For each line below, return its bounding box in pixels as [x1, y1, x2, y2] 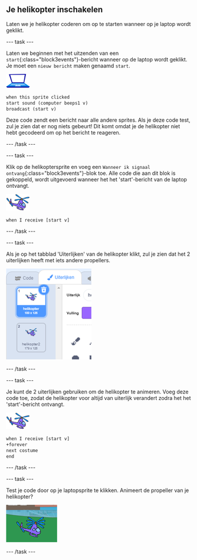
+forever [6, 441, 28, 448]
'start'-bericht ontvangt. [6, 401, 65, 408]
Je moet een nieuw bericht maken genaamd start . [6, 62, 131, 69]
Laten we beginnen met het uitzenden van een [6, 50, 119, 57]
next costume [6, 447, 38, 454]
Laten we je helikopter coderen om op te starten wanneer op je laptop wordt [6, 20, 191, 27]
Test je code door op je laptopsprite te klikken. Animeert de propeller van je [6, 487, 189, 494]
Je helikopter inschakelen [6, 5, 103, 15]
